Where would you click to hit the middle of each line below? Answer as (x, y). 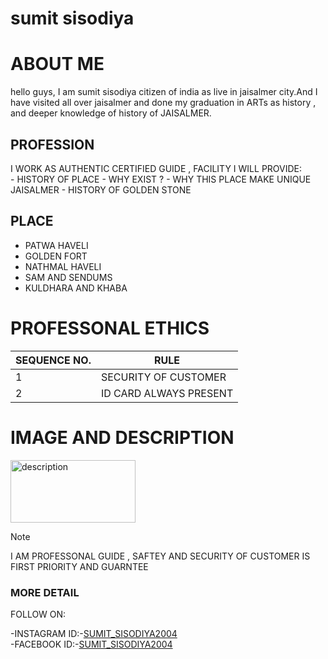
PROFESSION (52, 144)
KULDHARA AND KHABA (76, 288)
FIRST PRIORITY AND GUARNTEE (79, 566)
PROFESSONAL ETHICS (110, 328)
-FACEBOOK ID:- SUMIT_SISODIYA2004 (91, 644)
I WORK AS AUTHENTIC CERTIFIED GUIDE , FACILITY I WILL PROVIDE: (156, 168)
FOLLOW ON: (38, 614)
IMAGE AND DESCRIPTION (122, 437)
